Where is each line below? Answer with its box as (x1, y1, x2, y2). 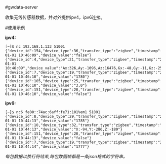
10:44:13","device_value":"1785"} (18, 118, 90, 123)
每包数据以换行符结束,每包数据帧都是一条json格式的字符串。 (5, 154, 127, 159)
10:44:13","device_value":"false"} (18, 135, 92, 140)
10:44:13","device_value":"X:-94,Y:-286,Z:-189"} (18, 127, 123, 132)
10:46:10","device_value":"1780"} (18, 74, 90, 79)
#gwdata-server (5, 4, 39, 10)
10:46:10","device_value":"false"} (18, 92, 92, 97)
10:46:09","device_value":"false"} (18, 53, 92, 58)
